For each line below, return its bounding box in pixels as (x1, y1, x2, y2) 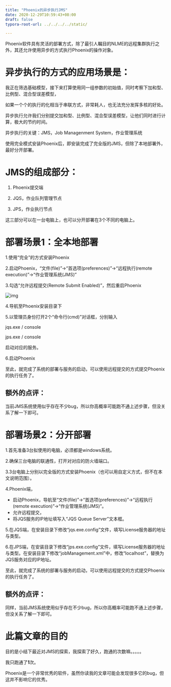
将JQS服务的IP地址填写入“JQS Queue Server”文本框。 (12, 516, 127, 522)
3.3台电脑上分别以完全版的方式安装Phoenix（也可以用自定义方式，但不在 (5, 469, 158, 475)
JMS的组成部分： (5, 166, 78, 178)
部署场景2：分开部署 (5, 430, 92, 441)
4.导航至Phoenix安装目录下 (5, 303, 62, 309)
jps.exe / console (5, 334, 41, 340)
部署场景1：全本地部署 (5, 237, 99, 248)
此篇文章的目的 (5, 631, 68, 642)
